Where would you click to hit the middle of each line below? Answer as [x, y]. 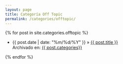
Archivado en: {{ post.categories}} [47, 48]
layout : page [18, 10]
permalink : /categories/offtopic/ [41, 19]
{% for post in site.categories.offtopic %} [47, 33]
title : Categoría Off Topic [34, 14]
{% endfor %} [19, 57]
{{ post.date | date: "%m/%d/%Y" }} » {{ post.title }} [65, 42]
